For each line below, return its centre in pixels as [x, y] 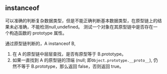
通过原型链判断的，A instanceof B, [41, 43]
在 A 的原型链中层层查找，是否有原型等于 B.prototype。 [69, 54]
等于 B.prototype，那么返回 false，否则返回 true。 [73, 66]
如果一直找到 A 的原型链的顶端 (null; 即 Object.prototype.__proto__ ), [82, 60]
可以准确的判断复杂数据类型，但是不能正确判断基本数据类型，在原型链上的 [81, 20]
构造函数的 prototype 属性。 [38, 33]
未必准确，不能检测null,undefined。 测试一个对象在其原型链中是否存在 [81, 27]
